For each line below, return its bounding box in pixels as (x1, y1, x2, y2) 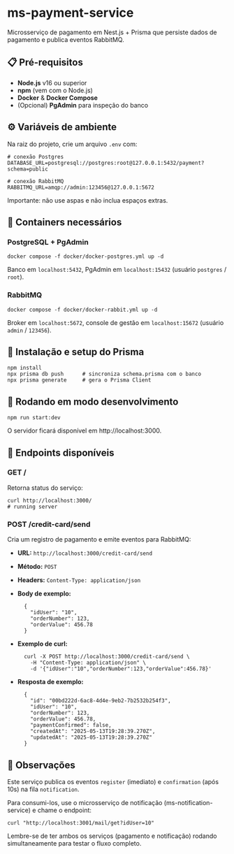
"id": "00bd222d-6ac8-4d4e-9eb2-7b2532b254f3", (30, 697, 171, 704)
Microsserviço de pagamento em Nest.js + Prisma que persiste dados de (7, 28, 217, 36)
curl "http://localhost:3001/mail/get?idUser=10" (7, 819, 155, 826)
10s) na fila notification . (7, 785, 80, 793)
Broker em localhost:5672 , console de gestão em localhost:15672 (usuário (7, 318, 224, 326)
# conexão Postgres (7, 153, 64, 160)
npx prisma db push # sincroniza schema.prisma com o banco (7, 370, 201, 378)
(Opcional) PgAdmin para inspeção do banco (17, 101, 149, 109)
